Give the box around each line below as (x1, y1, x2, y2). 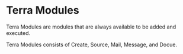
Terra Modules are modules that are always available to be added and (6, 23, 176, 30)
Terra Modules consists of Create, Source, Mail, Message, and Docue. (6, 41, 178, 48)
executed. (6, 29, 31, 36)
